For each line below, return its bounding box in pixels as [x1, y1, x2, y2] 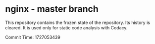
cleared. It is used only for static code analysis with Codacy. [5, 24, 128, 30]
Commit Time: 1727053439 [5, 34, 60, 40]
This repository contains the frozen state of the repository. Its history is [5, 20, 150, 25]
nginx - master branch [5, 3, 99, 15]
